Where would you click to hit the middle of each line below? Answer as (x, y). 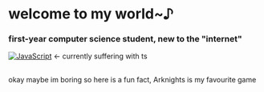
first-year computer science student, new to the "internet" (125, 39)
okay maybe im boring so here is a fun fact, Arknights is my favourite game (132, 79)
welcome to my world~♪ (91, 14)
